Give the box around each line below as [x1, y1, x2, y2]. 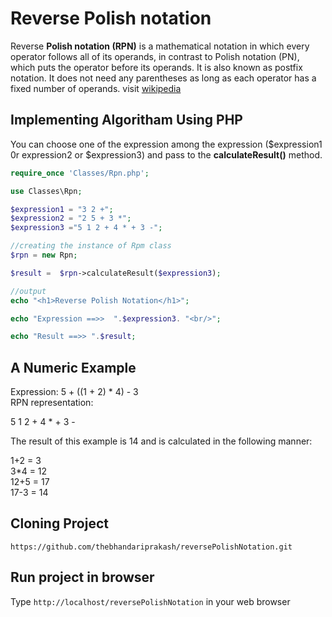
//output [10, 286, 47, 296]
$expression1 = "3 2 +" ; [10, 204, 114, 214]
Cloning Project [10, 515, 109, 532]
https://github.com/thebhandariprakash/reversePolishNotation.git [10, 542, 293, 552]
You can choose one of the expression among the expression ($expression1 [10, 138, 323, 150]
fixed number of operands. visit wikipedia [10, 82, 182, 94]
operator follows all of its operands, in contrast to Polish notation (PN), [10, 50, 300, 62]
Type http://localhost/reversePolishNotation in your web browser [10, 595, 291, 607]
